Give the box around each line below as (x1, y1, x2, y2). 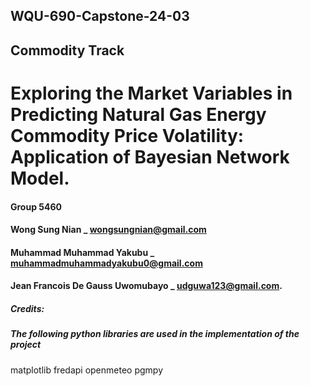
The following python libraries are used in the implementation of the (10, 328, 300, 340)
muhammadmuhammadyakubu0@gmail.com (10, 257, 203, 269)
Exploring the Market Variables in (10, 82, 293, 104)
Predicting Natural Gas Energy (10, 103, 267, 126)
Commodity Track (10, 42, 125, 59)
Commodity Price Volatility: (10, 124, 245, 147)
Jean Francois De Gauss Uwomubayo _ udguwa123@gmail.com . (10, 280, 283, 292)
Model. (10, 167, 70, 189)
